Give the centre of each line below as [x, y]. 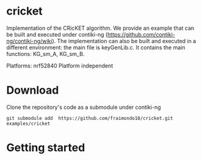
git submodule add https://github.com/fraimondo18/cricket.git [90, 118]
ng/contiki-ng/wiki [29, 41]
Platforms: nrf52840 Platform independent [60, 66]
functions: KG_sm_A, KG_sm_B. [45, 54]
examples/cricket [28, 123]
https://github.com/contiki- [141, 34]
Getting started [46, 148]
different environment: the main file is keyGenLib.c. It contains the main [96, 47]
